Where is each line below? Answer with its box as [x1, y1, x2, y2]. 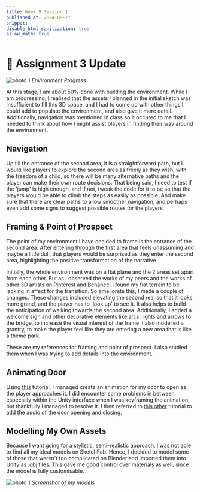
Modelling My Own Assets [6, 426, 107, 436]
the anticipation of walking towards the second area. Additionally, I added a [6, 306, 192, 313]
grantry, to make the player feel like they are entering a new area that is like [6, 325, 192, 333]
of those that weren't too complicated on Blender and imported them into [6, 455, 187, 462]
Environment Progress [31, 77, 87, 84]
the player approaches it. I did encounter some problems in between [6, 390, 175, 397]
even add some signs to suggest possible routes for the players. [6, 204, 165, 212]
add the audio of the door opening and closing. [6, 409, 123, 416]
